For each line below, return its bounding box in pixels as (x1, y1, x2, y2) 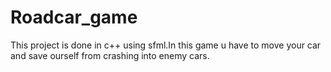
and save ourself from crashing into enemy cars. (10, 49, 210, 61)
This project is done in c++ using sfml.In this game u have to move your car (10, 39, 322, 51)
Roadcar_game (10, 6, 138, 29)
